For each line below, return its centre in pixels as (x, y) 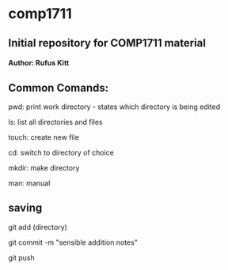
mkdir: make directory (44, 167)
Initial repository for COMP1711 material (107, 43)
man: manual (29, 183)
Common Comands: (59, 88)
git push (22, 257)
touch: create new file (44, 137)
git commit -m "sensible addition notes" (73, 242)
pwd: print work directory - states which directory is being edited (114, 107)
